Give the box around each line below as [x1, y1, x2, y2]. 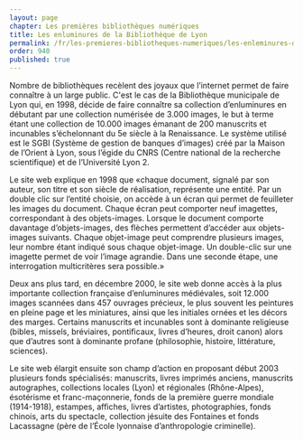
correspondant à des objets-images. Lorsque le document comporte [9, 213, 264, 223]
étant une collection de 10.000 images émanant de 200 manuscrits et [9, 118, 267, 129]
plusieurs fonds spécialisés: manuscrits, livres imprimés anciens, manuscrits [9, 372, 294, 383]
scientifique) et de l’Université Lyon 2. [9, 157, 151, 167]
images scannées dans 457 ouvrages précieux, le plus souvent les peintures [9, 297, 294, 308]
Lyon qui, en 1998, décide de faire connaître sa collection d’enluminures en [9, 99, 287, 109]
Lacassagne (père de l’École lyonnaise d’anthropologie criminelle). [9, 421, 256, 431]
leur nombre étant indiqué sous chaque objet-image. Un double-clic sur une [9, 241, 292, 252]
